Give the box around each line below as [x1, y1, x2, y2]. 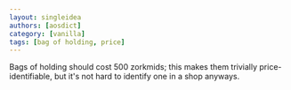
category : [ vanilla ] [9, 29, 86, 38]
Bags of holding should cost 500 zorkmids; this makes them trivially [9, 62, 258, 72]
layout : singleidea [9, 12, 82, 22]
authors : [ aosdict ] [9, 21, 82, 30]
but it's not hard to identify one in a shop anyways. [53, 71, 240, 82]
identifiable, [9, 71, 53, 82]
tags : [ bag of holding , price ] [9, 37, 125, 47]
